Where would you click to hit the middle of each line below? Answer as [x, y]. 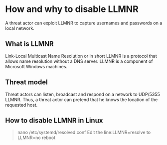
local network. [20, 28]
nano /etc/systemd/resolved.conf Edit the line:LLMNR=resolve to [84, 133]
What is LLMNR [29, 44]
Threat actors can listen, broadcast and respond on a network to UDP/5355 [83, 94]
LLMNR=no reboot [36, 138]
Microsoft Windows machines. [36, 66]
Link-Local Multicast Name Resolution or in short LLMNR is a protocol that [81, 56]
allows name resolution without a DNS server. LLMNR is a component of [79, 61]
